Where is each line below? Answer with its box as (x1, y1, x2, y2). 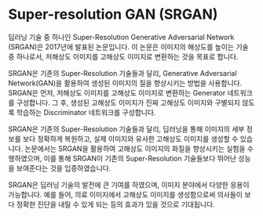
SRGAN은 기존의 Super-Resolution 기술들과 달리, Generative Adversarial (8, 68, 237, 77)
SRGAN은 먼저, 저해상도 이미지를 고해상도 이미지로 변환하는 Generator (8, 88, 226, 97)
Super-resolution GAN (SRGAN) (8, 5, 218, 23)
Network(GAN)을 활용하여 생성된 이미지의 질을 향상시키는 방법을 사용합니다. (8, 78, 243, 88)
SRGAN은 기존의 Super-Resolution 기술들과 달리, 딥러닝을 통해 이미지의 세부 (8, 124, 245, 134)
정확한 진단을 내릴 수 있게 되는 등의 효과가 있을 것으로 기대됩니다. (16, 200, 215, 209)
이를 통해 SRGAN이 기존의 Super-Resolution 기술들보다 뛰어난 (43, 153, 237, 163)
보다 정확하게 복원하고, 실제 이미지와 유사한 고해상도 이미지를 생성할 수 (22, 134, 239, 143)
